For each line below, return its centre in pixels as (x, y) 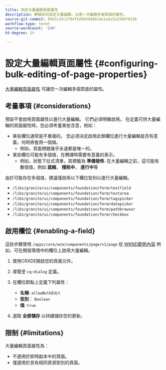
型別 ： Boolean (35, 299)
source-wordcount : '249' (31, 28)
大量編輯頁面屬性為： (27, 346)
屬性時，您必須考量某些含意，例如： (60, 125)
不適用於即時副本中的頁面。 (41, 357)
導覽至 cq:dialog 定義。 (37, 271)
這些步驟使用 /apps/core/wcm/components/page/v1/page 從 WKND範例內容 (80, 244)
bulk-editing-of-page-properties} (77, 75)
